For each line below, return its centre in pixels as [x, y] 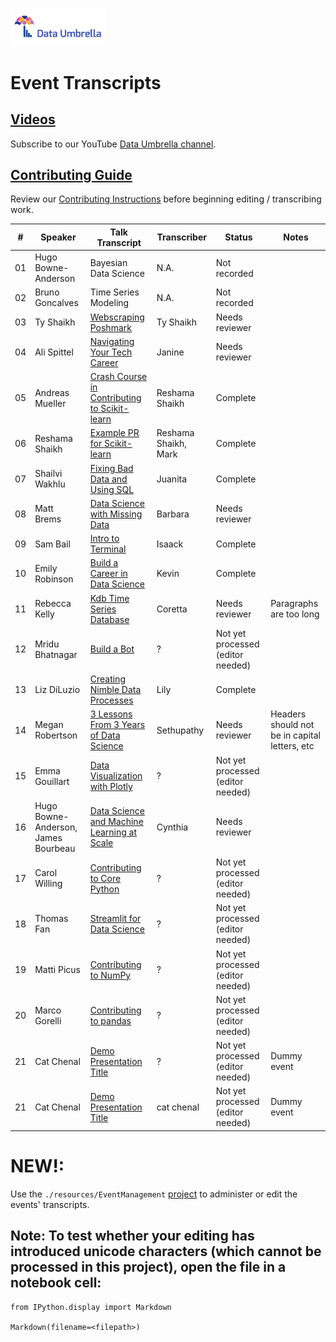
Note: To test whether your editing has [132, 1236]
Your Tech [111, 352]
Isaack [170, 544]
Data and [108, 479]
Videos [33, 119]
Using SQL [112, 489]
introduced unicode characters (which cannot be [166, 1251]
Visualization [116, 776]
